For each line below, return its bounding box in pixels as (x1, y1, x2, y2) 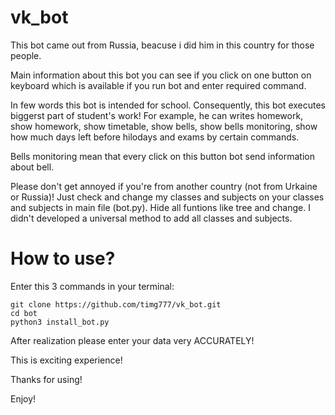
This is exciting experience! (10, 354, 123, 366)
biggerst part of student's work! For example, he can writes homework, (10, 109, 304, 121)
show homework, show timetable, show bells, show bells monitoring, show (10, 120, 318, 132)
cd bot (10, 308, 38, 318)
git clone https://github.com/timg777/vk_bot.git (10, 299, 222, 310)
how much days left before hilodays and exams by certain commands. (10, 131, 300, 143)
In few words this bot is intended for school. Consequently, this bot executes (10, 99, 326, 111)
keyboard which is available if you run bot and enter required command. (10, 79, 307, 91)
